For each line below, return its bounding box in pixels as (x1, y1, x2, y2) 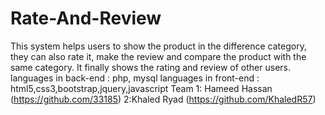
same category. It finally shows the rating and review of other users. (10, 61, 291, 73)
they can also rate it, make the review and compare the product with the (10, 50, 307, 62)
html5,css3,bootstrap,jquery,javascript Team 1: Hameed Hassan (10, 82, 273, 94)
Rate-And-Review (10, 7, 162, 30)
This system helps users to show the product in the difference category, (10, 40, 307, 52)
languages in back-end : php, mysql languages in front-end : (10, 72, 260, 84)
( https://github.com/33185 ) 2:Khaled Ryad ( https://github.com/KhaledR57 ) (10, 93, 317, 105)
